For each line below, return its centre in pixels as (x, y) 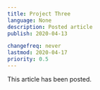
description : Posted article (50, 27)
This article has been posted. (49, 79)
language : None (30, 20)
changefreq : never (34, 46)
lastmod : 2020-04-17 (38, 53)
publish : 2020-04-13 (38, 33)
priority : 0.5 (28, 59)
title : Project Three (39, 14)
